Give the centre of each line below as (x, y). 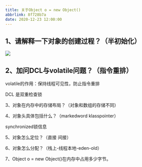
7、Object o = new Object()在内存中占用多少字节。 (58, 159)
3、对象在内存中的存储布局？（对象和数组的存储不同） (62, 105)
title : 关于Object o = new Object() (43, 10)
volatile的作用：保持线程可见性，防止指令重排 (53, 83)
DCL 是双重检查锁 (24, 94)
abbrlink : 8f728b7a (26, 15)
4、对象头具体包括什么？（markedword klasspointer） (62, 116)
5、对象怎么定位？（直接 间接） (38, 137)
